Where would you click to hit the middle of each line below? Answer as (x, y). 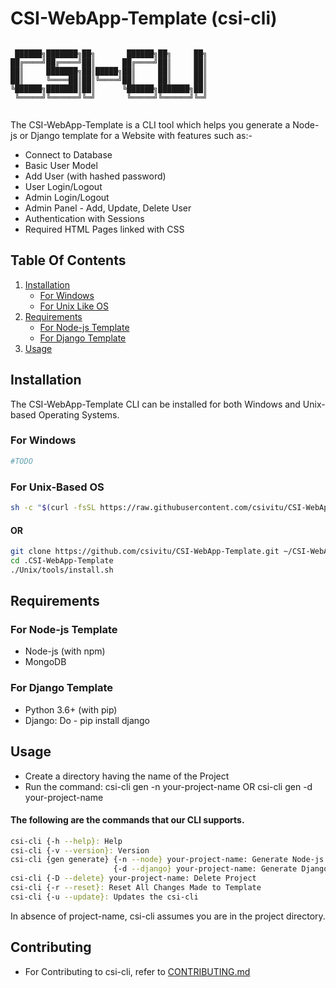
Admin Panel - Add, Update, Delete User (108, 208)
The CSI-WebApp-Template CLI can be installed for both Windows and (155, 404)
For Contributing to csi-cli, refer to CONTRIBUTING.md (137, 971)
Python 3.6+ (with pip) (71, 709)
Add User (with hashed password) (95, 176)
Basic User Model (61, 165)
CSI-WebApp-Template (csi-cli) (144, 18)
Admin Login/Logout (67, 197)
